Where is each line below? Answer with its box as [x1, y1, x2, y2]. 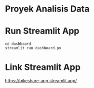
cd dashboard [5, 42, 31, 46]
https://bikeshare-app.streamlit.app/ [5, 78, 77, 84]
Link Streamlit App [5, 62, 81, 73]
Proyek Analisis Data [5, 3, 90, 15]
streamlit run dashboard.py [5, 46, 62, 51]
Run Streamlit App [5, 26, 80, 37]
